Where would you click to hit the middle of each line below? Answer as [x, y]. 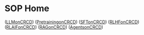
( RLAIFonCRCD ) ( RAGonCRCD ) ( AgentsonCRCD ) [54, 27]
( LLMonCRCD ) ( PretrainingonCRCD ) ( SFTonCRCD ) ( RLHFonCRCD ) [72, 22]
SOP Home [27, 9]
